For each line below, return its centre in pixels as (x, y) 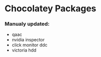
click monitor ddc (29, 45)
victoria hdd (24, 50)
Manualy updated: (27, 24)
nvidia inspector (28, 40)
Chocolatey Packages (50, 9)
